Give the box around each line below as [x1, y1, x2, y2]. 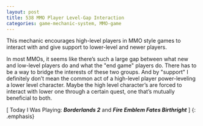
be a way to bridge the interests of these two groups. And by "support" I [6, 69, 188, 76]
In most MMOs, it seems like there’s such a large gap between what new [6, 56, 188, 63]
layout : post [6, 9, 40, 15]
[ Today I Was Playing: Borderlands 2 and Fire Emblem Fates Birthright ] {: [6, 106, 196, 114]
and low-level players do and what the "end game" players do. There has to [6, 62, 197, 69]
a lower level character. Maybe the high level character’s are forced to [6, 81, 182, 89]
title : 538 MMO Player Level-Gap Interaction [6, 15, 124, 21]
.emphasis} [6, 113, 35, 120]
